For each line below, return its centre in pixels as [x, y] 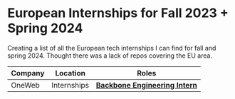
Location [70, 73]
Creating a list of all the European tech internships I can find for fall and [112, 48]
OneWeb [26, 85]
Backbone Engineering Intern [146, 85]
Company [28, 73]
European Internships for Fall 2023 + [118, 13]
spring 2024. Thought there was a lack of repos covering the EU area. [110, 56]
